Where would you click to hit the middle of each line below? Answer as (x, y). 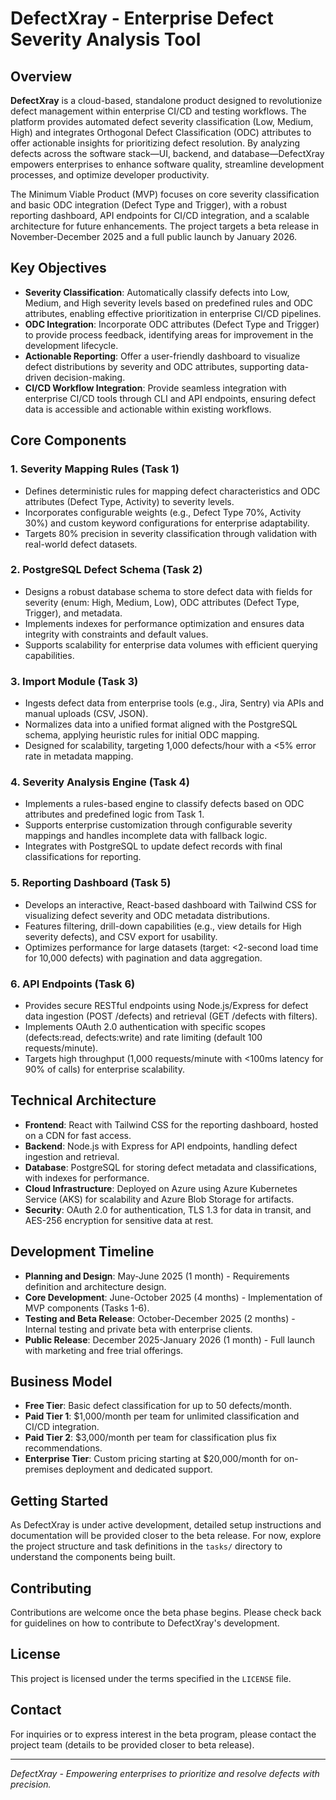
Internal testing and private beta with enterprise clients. (138, 1329)
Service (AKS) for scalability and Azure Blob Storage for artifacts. (159, 1199)
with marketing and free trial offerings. (104, 1350)
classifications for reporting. (83, 857)
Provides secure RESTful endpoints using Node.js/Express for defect (166, 1005)
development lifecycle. (71, 345)
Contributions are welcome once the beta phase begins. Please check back (166, 1613)
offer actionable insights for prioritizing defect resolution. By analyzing (155, 143)
